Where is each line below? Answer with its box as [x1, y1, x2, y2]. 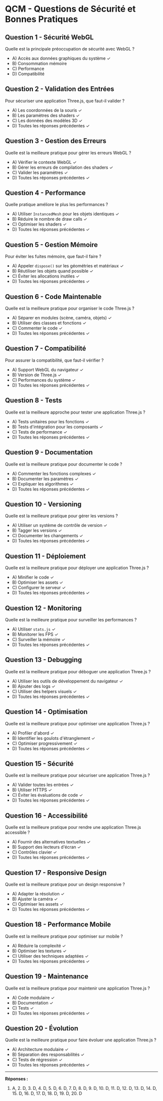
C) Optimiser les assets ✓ [12, 901, 64, 907]
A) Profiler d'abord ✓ [12, 730, 54, 736]
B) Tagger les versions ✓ [12, 527, 62, 533]
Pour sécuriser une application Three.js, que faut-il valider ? [5, 98, 125, 104]
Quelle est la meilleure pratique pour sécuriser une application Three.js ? [5, 772, 150, 778]
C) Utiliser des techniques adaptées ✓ [12, 953, 89, 959]
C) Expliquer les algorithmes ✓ [12, 481, 74, 487]
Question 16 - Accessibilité [5, 811, 88, 820]
